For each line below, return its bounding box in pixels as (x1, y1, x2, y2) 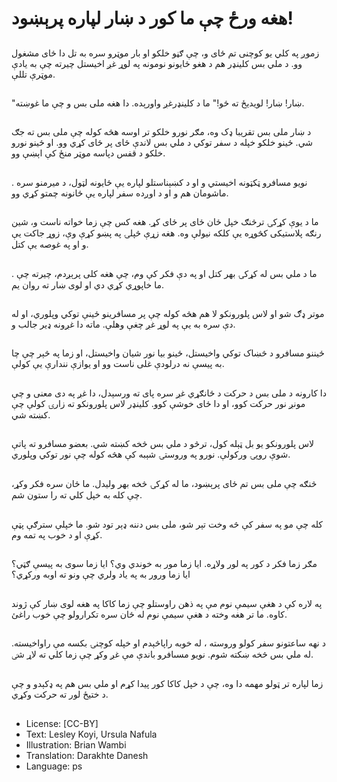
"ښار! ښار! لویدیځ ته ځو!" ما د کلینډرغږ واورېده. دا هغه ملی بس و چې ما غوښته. (11, 97, 305, 109)
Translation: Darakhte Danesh (25, 749, 149, 761)
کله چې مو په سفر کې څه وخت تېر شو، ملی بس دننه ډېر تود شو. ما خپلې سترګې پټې (11, 518, 323, 530)
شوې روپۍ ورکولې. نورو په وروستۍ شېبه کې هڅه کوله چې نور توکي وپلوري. (11, 448, 291, 461)
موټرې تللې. (11, 68, 56, 80)
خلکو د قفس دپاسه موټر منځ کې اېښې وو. (11, 147, 166, 159)
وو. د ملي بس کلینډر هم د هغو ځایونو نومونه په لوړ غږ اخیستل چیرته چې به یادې (11, 57, 303, 69)
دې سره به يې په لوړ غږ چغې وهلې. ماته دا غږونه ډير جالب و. (11, 318, 236, 330)
